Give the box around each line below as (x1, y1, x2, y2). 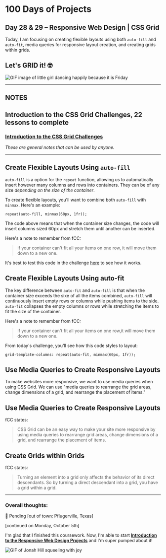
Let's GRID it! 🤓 (5, 61, 53, 70)
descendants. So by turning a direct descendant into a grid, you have (17, 479, 158, 485)
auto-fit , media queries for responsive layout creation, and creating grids (5, 42, 156, 48)
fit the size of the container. (5, 308, 61, 314)
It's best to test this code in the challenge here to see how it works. (5, 260, 142, 266)
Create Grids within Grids (5, 451, 85, 460)
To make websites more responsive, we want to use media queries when (5, 379, 153, 385)
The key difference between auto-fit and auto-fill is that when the (5, 287, 145, 293)
